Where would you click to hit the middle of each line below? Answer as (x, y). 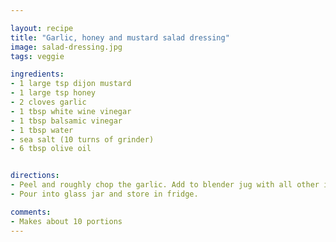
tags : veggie (37, 56)
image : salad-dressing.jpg (66, 47)
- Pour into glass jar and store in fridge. (104, 194)
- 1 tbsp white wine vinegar (71, 111)
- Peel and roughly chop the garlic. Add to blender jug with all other (165, 185)
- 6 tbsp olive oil (51, 149)
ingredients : (37, 74)
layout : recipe (42, 28)
